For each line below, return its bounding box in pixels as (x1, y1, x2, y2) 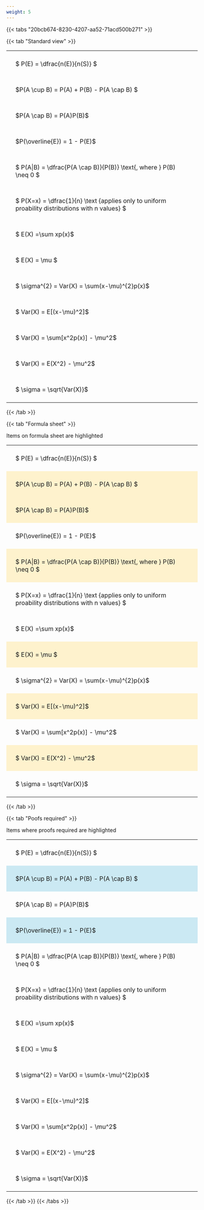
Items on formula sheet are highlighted (6, 432, 103, 439)
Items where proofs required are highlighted (6, 826, 117, 834)
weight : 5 (6, 9, 32, 15)
